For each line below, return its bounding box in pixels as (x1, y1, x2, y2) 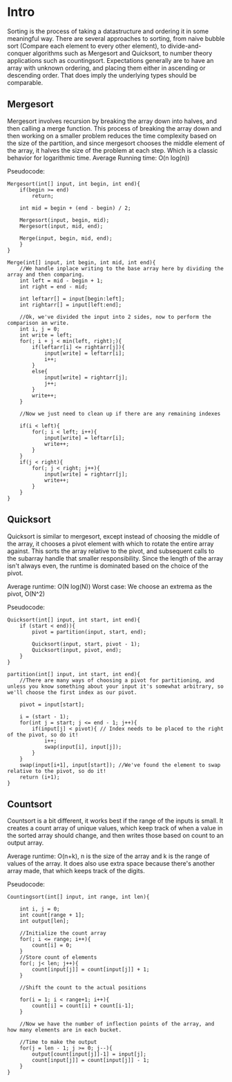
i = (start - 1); (19, 713, 70, 720)
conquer (7, 49, 31, 57)
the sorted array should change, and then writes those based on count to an (7, 831, 224, 840)
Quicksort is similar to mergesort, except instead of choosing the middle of (7, 532, 220, 540)
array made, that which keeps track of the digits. (7, 867, 145, 875)
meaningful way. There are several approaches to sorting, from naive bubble (7, 34, 225, 42)
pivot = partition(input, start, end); (32, 628, 147, 635)
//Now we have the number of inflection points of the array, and (19, 1020, 215, 1027)
